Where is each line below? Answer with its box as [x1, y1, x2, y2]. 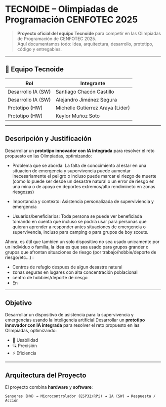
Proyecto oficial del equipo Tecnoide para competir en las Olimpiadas [17, 30, 161, 36]
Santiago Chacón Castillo [55, 88, 115, 95]
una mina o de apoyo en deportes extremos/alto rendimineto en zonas [12, 183, 156, 189]
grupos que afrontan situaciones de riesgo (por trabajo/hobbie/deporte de [5, 249, 157, 255]
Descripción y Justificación [5, 135, 92, 143]
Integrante [80, 80, 106, 87]
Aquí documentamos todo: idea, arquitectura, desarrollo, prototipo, [17, 41, 154, 47]
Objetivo [5, 299, 32, 307]
